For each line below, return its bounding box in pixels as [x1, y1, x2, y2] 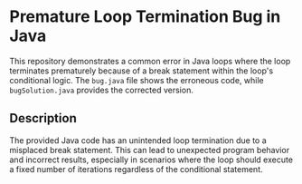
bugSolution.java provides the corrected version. [9, 84, 194, 95]
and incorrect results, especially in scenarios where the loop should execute [9, 154, 294, 165]
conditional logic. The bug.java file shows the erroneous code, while [9, 74, 264, 85]
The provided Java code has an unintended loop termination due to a [9, 134, 267, 146]
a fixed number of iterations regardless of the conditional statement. [9, 163, 263, 174]
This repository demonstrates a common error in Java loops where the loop [9, 55, 291, 66]
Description [9, 111, 77, 126]
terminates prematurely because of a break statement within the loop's [9, 65, 274, 76]
